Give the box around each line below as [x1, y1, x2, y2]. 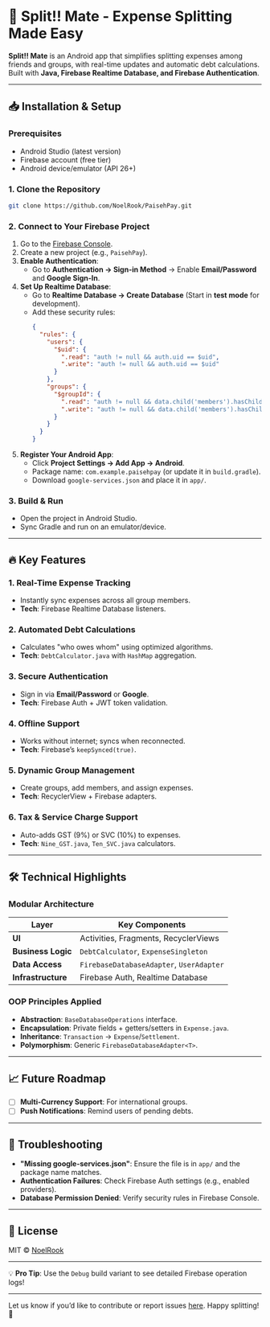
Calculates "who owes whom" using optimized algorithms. [19, 643, 214, 652]
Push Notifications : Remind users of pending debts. [19, 1106, 194, 1116]
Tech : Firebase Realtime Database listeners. [19, 604, 166, 614]
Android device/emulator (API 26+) [19, 163, 137, 173]
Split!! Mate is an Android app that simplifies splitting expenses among [8, 51, 243, 60]
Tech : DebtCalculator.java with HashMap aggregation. [19, 651, 197, 660]
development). [31, 299, 80, 309]
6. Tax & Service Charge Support [8, 811, 138, 823]
